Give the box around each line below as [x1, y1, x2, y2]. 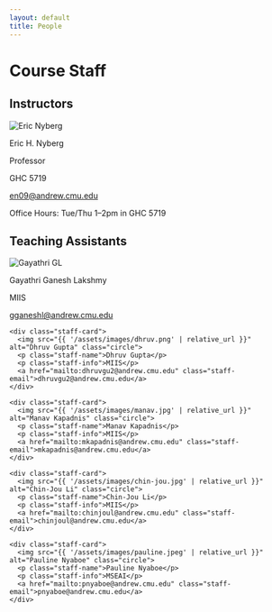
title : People [9, 22, 63, 31]
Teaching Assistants [9, 233, 128, 249]
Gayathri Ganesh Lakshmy [9, 275, 107, 286]
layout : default [9, 13, 70, 23]
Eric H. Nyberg [9, 137, 65, 149]
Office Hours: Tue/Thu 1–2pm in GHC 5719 [9, 207, 167, 218]
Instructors [9, 96, 74, 112]
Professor [9, 155, 46, 166]
